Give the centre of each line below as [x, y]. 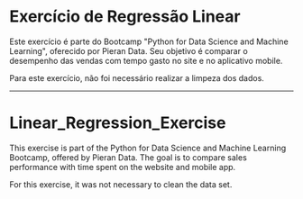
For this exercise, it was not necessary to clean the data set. [121, 184]
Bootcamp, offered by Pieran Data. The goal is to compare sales [129, 157]
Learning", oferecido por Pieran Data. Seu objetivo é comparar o [129, 50]
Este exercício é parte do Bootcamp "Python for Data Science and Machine [149, 41]
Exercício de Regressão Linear [125, 17]
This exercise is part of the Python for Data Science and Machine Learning [148, 148]
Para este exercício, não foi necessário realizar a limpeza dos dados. [137, 77]
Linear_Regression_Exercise [118, 123]
